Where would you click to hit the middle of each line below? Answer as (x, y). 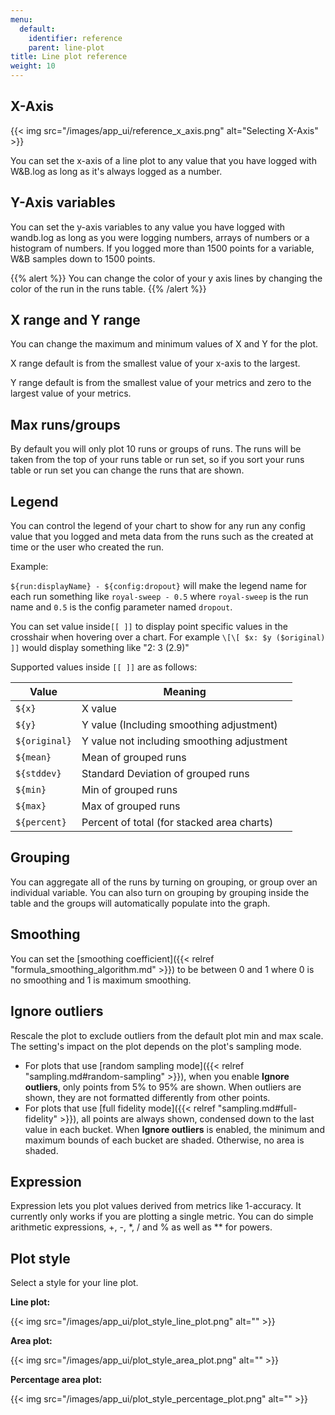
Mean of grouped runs (134, 758)
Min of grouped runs (129, 790)
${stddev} (38, 774)
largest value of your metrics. (71, 393)
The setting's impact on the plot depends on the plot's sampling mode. (156, 1046)
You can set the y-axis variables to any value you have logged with (148, 227)
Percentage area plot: (56, 1380)
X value (99, 709)
